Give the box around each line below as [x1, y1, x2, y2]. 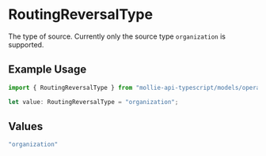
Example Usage [8, 63, 87, 76]
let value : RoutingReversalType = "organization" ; [8, 98, 179, 106]
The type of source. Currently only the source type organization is [8, 32, 226, 41]
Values [8, 120, 44, 133]
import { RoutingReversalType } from [8, 84, 133, 91]
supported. [8, 39, 44, 49]
